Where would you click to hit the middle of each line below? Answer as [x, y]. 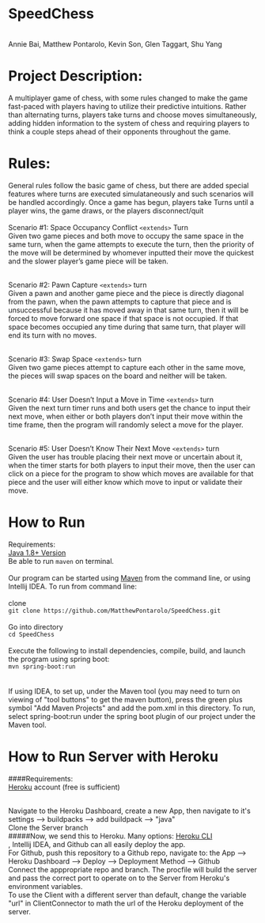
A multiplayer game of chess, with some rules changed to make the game [128, 98]
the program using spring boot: [59, 659]
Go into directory [36, 626]
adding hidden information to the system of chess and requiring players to [129, 123]
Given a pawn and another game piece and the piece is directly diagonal [126, 293]
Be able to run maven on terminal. [61, 561]
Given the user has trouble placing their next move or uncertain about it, [125, 456]
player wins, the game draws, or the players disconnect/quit [106, 210]
